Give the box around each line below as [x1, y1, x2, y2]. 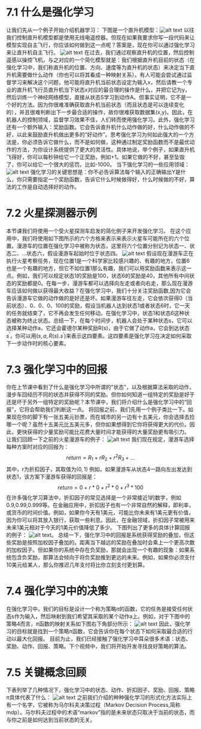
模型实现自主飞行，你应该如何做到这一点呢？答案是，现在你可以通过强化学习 [6, 41, 195, 48]
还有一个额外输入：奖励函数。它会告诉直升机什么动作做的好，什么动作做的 [6, 123, 190, 130]
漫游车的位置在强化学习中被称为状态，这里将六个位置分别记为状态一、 [16, 242, 190, 249]
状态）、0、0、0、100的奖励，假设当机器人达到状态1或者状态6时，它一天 [11, 302, 190, 309]
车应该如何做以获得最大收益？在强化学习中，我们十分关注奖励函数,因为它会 [6, 287, 191, 294]
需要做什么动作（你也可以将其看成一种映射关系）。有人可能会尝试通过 [16, 71, 187, 78]
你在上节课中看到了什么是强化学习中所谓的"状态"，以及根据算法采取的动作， [6, 384, 195, 391]
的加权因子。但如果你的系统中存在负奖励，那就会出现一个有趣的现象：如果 [6, 546, 190, 553]
